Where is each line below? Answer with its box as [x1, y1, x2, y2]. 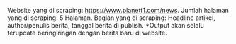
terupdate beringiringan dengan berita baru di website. [7, 28, 168, 37]
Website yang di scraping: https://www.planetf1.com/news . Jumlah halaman [7, 6, 229, 14]
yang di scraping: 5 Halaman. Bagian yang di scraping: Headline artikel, [7, 13, 216, 22]
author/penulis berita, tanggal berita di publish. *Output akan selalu [7, 21, 204, 29]
